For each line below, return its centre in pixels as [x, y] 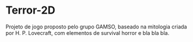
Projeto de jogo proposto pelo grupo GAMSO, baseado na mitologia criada [96, 27]
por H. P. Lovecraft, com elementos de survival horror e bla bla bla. [88, 33]
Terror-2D [31, 10]
